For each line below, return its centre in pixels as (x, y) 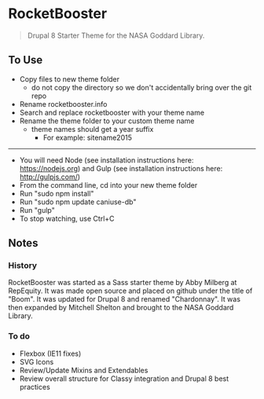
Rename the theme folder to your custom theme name (107, 121)
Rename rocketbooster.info (63, 104)
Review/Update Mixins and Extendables (84, 370)
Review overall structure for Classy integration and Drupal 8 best (124, 379)
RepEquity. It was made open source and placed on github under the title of (130, 291)
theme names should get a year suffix (92, 129)
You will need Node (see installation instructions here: (106, 160)
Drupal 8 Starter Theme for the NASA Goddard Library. (116, 35)
